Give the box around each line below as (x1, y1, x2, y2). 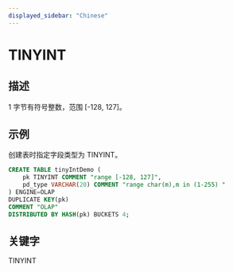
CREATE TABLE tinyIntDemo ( (8, 166, 102, 174)
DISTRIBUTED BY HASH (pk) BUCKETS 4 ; (8, 210, 130, 219)
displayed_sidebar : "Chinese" (8, 11, 109, 20)
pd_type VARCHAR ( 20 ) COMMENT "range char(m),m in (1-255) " (22, 181, 226, 189)
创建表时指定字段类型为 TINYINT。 (8, 150, 122, 160)
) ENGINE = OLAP (8, 188, 56, 196)
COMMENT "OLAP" (8, 203, 59, 211)
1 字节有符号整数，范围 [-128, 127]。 (8, 102, 126, 111)
